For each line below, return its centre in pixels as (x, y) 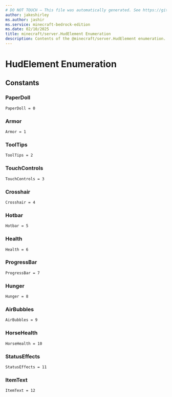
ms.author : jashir (25, 20)
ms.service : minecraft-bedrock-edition (48, 24)
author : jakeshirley (27, 15)
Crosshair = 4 (20, 202)
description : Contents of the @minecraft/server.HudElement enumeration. (86, 39)
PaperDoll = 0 (20, 108)
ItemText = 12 (20, 391)
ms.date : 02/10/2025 (27, 29)
